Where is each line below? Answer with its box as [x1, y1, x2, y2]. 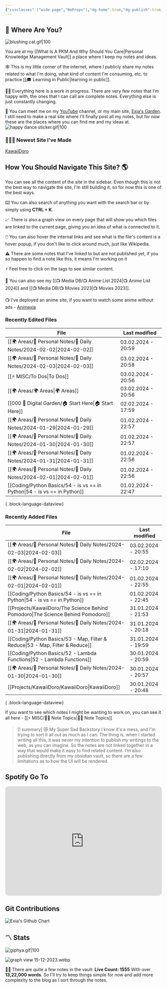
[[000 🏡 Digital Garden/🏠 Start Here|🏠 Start [7, 400, 113, 407]
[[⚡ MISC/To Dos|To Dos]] [7, 373, 69, 380]
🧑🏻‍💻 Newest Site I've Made [5, 137, 72, 143]
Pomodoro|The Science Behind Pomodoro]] [7, 611, 110, 618]
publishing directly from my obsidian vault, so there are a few [17, 753, 143, 759]
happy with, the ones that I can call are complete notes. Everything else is [5, 93, 157, 100]
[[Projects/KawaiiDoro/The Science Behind [7, 605, 108, 612]
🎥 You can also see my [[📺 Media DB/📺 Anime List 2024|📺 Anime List [5, 278, 151, 283]
